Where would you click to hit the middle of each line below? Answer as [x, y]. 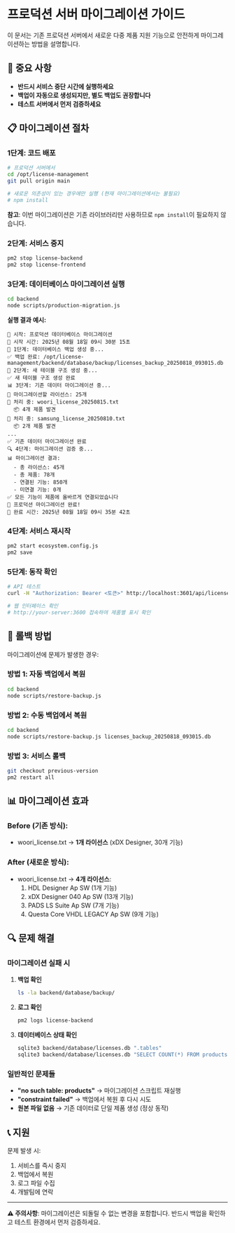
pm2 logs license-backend [55, 1021]
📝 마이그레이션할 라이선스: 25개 [47, 394]
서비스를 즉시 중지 [42, 1165]
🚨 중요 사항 [30, 68]
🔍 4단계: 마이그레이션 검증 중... [50, 449]
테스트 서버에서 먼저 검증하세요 [59, 104]
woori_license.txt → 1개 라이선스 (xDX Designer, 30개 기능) [100, 842]
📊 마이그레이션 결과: [34, 458]
